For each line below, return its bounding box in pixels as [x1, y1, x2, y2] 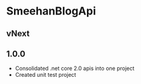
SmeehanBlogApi [6, 4, 96, 18]
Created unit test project [15, 71, 77, 79]
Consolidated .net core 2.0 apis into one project [15, 65, 135, 72]
